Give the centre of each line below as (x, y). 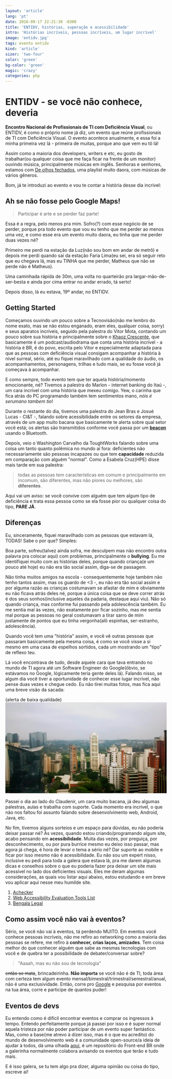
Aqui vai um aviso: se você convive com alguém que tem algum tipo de (80, 495)
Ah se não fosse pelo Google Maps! (63, 201)
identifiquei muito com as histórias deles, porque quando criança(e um (80, 561)
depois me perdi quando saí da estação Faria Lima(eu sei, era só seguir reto (85, 255)
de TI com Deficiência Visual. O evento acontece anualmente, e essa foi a (83, 138)
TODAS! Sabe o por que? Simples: (41, 541)
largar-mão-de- (150, 276)
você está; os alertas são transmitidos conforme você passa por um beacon (86, 427)
